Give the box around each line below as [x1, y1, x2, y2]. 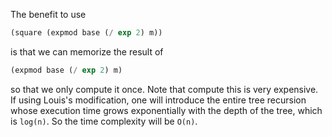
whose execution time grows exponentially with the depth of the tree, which [10, 104, 323, 116]
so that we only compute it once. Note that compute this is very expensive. [10, 83, 319, 95]
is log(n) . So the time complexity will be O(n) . [10, 115, 198, 127]
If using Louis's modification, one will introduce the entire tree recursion [10, 94, 307, 106]
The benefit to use [10, 9, 87, 20]
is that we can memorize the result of [10, 45, 164, 58]
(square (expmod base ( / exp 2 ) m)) [10, 28, 163, 38]
